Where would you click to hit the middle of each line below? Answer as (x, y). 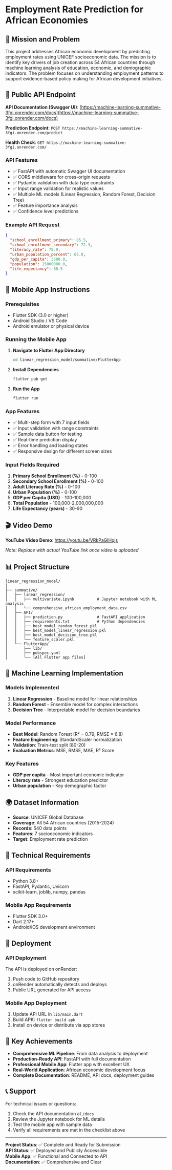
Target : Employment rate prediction (50, 839)
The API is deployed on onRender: (41, 969)
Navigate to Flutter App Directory (49, 350)
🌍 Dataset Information (42, 802)
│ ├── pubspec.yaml (33, 653)
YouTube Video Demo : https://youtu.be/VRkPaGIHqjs (62, 540)
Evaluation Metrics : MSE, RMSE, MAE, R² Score (63, 751)
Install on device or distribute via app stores (59, 1025)
